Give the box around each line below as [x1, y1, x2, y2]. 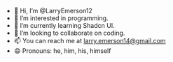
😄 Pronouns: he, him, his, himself [13, 47, 111, 55]
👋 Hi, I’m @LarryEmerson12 [13, 7, 93, 15]
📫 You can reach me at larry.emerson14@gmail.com [13, 37, 166, 45]
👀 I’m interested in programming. [13, 14, 109, 22]
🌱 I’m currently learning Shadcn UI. [13, 22, 115, 29]
